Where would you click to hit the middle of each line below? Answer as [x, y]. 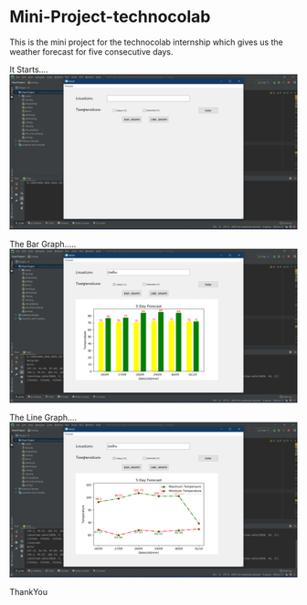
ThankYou [29, 591]
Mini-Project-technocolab [110, 17]
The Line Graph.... [43, 417]
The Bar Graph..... [43, 244]
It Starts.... [29, 69]
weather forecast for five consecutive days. [91, 51]
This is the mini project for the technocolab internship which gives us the [146, 42]
